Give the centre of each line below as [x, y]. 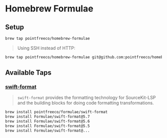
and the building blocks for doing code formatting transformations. [85, 103]
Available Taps [28, 73]
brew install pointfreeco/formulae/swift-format [56, 112]
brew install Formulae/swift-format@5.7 [48, 117]
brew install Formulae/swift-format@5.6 [48, 122]
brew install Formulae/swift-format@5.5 [48, 126]
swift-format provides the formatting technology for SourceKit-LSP [86, 98]
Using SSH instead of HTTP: [46, 48]
